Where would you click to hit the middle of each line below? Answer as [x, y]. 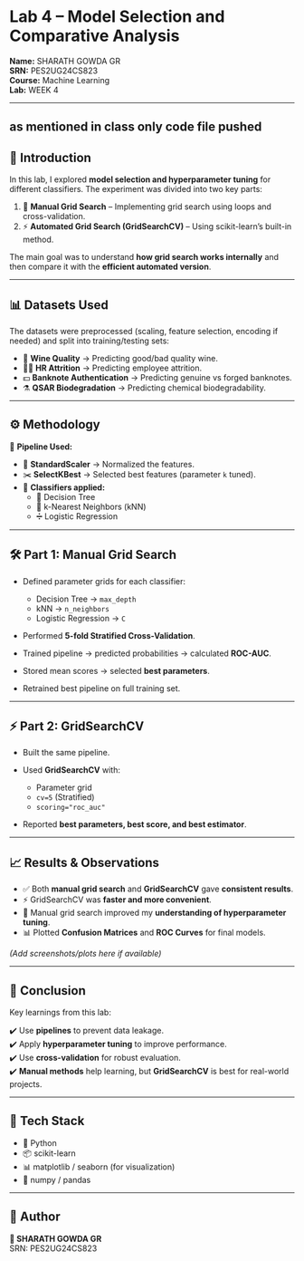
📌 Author [35, 1217]
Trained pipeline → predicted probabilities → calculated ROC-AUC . [147, 653]
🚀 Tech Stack [47, 1121]
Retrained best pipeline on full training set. [101, 688]
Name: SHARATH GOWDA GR [65, 61]
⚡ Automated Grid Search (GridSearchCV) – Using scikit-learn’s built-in [157, 226]
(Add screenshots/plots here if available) [85, 954]
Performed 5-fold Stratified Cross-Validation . [109, 635]
